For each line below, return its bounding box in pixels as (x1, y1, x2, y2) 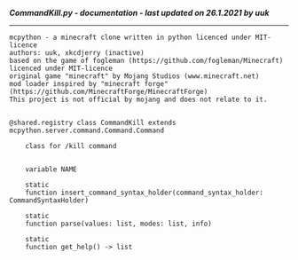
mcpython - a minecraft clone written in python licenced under (9, 33, 252, 42)
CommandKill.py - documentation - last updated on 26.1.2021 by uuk (9, 8, 270, 18)
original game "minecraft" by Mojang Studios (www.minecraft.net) (9, 72, 260, 81)
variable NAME (25, 165, 77, 174)
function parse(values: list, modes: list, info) (25, 219, 213, 228)
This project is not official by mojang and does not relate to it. (9, 95, 268, 104)
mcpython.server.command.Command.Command (9, 126, 165, 135)
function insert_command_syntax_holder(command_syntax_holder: (25, 188, 264, 197)
